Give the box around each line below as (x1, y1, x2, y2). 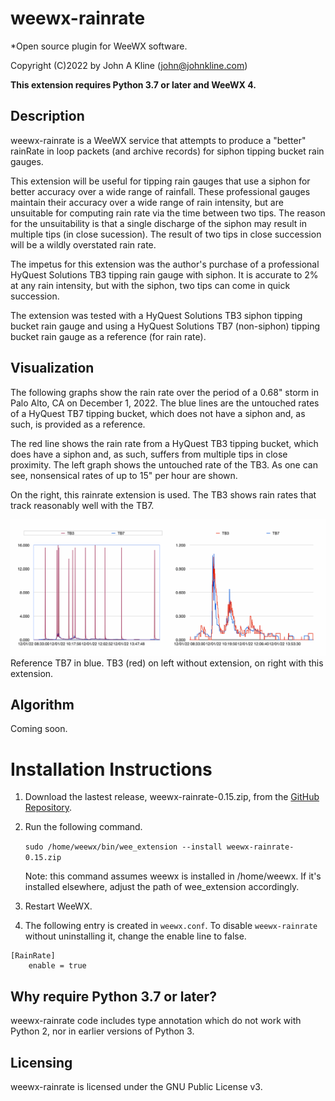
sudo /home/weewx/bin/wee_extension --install (24, 842, 223, 852)
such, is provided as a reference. (10, 418, 146, 430)
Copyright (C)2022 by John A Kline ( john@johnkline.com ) (10, 59, 248, 71)
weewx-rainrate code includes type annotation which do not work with (10, 1015, 302, 1027)
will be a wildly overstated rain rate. (10, 238, 157, 251)
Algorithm (10, 696, 75, 713)
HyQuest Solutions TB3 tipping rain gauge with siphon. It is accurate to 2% (10, 268, 319, 281)
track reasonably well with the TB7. (10, 499, 155, 511)
